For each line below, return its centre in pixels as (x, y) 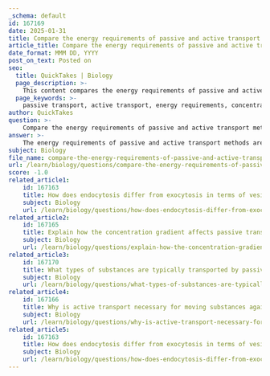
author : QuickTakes (41, 113)
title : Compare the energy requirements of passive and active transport (135, 38)
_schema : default (37, 16)
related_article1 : (39, 180)
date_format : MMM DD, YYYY (53, 53)
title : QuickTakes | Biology (64, 76)
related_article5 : (39, 329)
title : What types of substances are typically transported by (131, 270)
